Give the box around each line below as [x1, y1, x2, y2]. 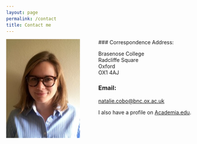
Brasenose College [98, 50, 145, 57]
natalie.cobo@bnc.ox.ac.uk [98, 97, 165, 104]
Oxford [98, 63, 116, 70]
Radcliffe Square [98, 57, 139, 64]
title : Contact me [6, 22, 51, 28]
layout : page [6, 9, 38, 15]
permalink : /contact [6, 15, 57, 22]
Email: [98, 84, 117, 92]
